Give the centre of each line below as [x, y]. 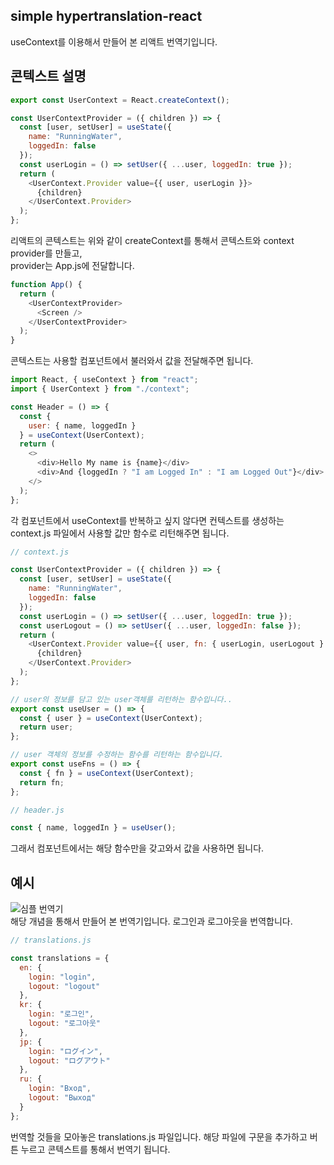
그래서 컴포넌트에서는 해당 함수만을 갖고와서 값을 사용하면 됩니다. [137, 848]
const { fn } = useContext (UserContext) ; [107, 773]
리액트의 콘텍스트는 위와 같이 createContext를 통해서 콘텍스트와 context [152, 240]
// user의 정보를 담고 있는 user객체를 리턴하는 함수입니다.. [121, 699]
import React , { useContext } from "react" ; [104, 380]
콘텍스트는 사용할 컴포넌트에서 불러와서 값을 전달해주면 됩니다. [132, 361]
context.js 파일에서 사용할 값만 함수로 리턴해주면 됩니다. [120, 533]
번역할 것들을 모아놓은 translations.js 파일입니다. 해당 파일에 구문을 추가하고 [159, 1136]
